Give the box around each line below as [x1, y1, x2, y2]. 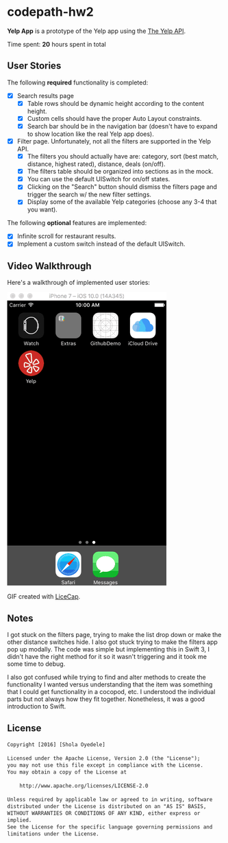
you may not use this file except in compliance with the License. [7, 761, 204, 769]
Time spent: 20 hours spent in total [7, 40, 106, 48]
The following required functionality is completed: [7, 78, 149, 86]
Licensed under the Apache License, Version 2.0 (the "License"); [7, 754, 201, 762]
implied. [7, 816, 32, 824]
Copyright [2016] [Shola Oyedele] [7, 741, 106, 748]
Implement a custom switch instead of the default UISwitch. [16, 240, 186, 248]
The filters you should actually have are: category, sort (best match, [27, 152, 219, 161]
